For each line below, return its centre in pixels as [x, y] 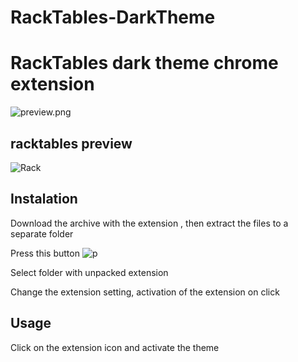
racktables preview [71, 143]
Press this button [45, 253]
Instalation [44, 199]
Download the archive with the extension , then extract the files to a [149, 223]
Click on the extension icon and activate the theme [115, 347]
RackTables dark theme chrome [144, 63]
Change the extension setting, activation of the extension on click [145, 292]
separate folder [42, 233]
